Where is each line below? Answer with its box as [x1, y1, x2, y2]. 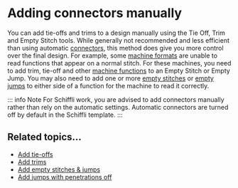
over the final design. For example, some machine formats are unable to [7, 51, 218, 60]
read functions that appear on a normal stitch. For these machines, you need [7, 58, 232, 67]
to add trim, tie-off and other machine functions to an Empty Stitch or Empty [7, 66, 231, 75]
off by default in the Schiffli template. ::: [7, 110, 123, 119]
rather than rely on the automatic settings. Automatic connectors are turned [7, 103, 229, 111]
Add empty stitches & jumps [17, 165, 101, 174]
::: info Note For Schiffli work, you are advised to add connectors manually [7, 95, 225, 104]
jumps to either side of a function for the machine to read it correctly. [7, 81, 210, 90]
